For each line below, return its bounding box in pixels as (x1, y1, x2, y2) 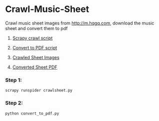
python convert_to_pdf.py (5, 111, 59, 116)
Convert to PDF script (12, 44, 57, 50)
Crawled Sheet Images (12, 54, 59, 60)
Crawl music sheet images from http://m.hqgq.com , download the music (5, 20, 154, 26)
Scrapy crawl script (12, 35, 53, 41)
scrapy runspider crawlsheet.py (5, 88, 72, 93)
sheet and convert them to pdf (5, 25, 68, 31)
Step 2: (5, 99, 23, 106)
